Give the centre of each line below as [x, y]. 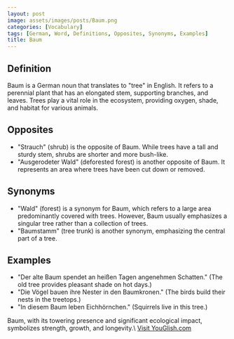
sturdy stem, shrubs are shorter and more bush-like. [92, 154]
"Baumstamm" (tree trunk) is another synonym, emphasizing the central [121, 231]
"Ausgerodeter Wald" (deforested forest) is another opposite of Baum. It [121, 162]
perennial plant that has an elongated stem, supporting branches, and [108, 93]
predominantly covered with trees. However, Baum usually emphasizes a [122, 216]
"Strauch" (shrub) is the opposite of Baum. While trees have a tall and [118, 147]
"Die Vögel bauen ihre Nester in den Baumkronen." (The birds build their [121, 292]
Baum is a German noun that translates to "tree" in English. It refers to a [110, 85]
